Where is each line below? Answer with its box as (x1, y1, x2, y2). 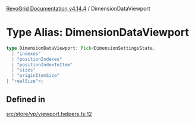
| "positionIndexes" (11, 56, 62, 62)
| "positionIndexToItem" (11, 61, 73, 67)
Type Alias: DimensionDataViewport (6, 26, 189, 39)
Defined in (6, 95, 46, 105)
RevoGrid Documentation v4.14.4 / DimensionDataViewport (6, 5, 150, 12)
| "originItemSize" (11, 73, 60, 79)
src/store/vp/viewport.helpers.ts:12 (6, 110, 92, 117)
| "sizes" (11, 67, 36, 73)
